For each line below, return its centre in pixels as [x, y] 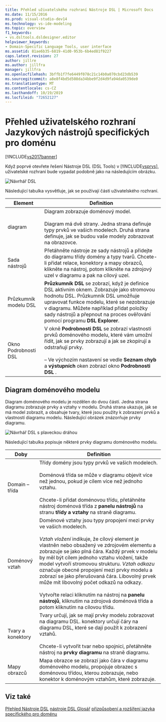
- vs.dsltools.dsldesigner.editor [41, 38]
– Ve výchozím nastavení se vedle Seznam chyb [100, 360]
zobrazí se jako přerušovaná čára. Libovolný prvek [98, 576]
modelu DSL [22, 305]
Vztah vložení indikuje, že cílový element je [89, 539]
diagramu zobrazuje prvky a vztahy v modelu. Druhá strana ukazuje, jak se [81, 407]
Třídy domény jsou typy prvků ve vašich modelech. [99, 463]
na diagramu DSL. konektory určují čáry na [89, 622]
